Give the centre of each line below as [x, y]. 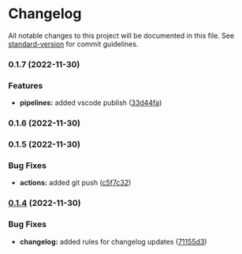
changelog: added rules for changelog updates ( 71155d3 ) [113, 241]
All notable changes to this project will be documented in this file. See [121, 35]
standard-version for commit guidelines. [73, 43]
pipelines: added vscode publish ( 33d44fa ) [91, 103]
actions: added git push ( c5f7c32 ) [75, 183]
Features [26, 85]
